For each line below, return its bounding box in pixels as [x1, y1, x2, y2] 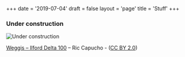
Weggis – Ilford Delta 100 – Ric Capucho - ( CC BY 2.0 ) [6, 44, 138, 52]
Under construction [6, 19, 64, 28]
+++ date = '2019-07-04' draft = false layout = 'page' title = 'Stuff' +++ [6, 5, 180, 12]
